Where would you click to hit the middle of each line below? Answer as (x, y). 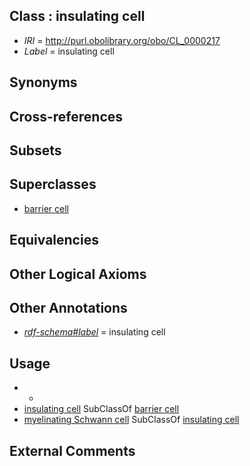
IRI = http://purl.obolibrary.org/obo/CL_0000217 (122, 40)
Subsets (35, 150)
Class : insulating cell (77, 16)
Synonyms (43, 82)
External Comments (72, 450)
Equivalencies (54, 240)
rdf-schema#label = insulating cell (94, 332)
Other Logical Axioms (78, 274)
